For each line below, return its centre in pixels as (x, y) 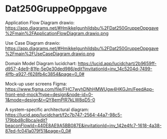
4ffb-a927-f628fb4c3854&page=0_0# (45, 74)
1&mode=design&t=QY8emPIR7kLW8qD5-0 (50, 100)
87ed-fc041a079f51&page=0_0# (38, 130)
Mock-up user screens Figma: (36, 84)
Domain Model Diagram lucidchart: (41, 63)
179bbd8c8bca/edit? (26, 120)
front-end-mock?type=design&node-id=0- (49, 94)
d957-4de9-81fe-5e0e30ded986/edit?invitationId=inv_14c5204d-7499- (79, 69)
